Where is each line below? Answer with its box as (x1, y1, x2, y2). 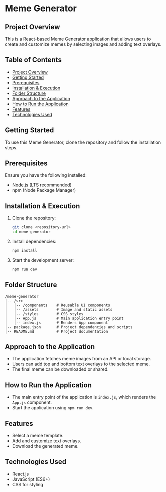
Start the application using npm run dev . (12, 405, 94, 411)
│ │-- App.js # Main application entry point (5, 316, 124, 321)
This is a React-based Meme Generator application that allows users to (5, 36, 151, 42)
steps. (5, 144, 18, 150)
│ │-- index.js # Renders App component (5, 320, 108, 325)
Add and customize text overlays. (12, 438, 81, 444)
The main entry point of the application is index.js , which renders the (12, 394, 156, 400)
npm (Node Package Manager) (12, 187, 76, 193)
